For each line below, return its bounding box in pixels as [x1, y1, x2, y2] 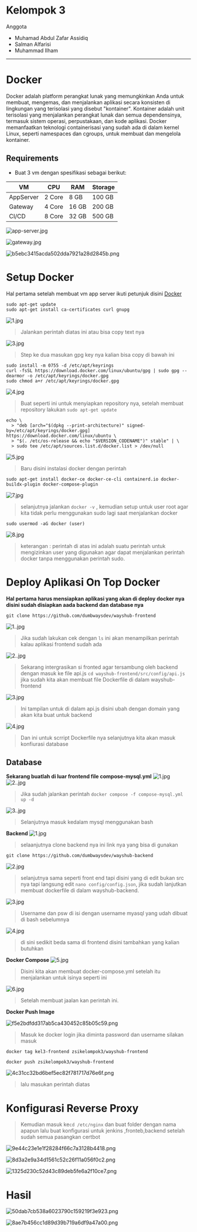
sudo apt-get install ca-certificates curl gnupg [6, 307, 130, 313]
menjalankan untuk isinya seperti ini [20, 974, 107, 981]
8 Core [44, 212, 63, 220]
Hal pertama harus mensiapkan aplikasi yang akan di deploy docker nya [6, 595, 185, 602]
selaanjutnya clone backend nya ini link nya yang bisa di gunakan [20, 841, 178, 848]
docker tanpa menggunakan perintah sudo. [20, 554, 125, 562]
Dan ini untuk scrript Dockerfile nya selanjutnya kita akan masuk [20, 734, 176, 741]
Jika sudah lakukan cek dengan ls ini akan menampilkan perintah [20, 634, 179, 642]
